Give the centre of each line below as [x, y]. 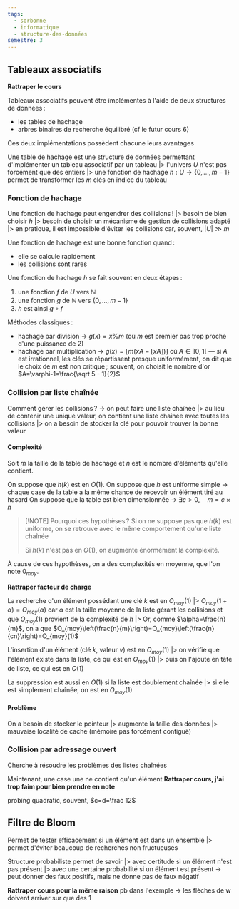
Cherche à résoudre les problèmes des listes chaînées [87, 765]
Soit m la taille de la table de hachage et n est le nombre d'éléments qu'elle [118, 463]
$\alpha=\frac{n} [201, 619]
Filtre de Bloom [42, 823]
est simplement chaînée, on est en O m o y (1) [70, 690]
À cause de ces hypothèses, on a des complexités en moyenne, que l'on [114, 563]
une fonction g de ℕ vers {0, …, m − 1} [73, 301]
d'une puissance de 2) [51, 344]
